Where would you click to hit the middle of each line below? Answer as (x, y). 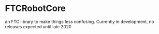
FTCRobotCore (36, 8)
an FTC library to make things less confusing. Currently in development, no (80, 22)
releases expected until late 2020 (38, 26)
